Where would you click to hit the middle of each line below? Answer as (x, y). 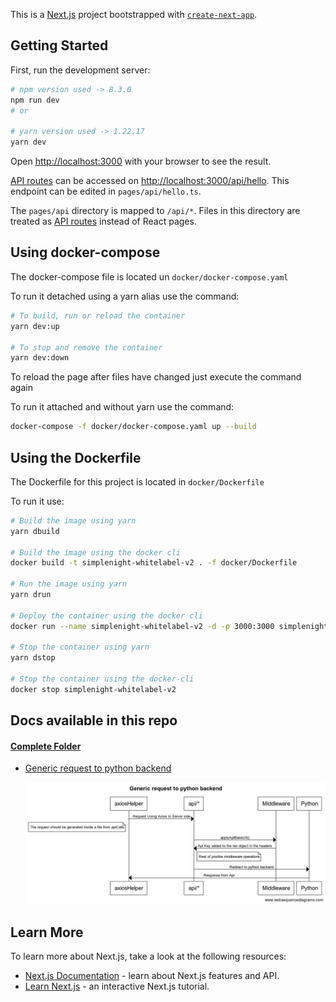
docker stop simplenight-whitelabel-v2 (93, 689)
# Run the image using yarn (69, 584)
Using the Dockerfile (76, 457)
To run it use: (37, 501)
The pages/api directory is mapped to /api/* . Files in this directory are (155, 211)
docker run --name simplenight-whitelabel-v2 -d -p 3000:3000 (142, 626)
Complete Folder (46, 746)
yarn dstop (33, 658)
